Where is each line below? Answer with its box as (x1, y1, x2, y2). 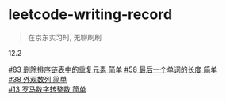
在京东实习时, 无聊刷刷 (27, 32, 102, 42)
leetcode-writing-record (8, 6, 173, 24)
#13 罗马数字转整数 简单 (8, 84, 87, 94)
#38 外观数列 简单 (8, 74, 67, 84)
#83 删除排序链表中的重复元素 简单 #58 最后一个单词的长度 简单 (8, 65, 218, 74)
